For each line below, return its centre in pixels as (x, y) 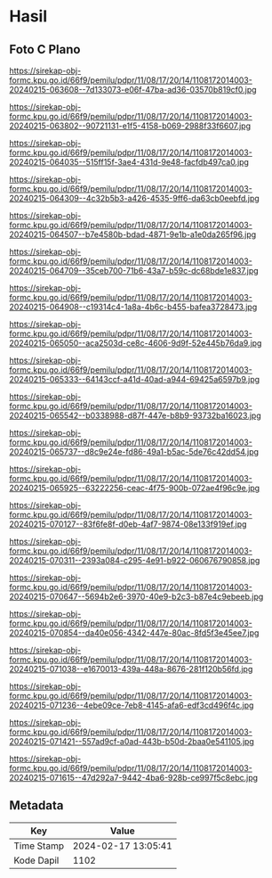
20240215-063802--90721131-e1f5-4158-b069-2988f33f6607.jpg (130, 126)
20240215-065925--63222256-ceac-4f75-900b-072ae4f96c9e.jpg (135, 488)
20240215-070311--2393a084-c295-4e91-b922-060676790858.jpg (135, 560)
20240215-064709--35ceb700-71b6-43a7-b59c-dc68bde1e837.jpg (134, 271)
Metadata (36, 805)
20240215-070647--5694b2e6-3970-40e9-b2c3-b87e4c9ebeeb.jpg (136, 596)
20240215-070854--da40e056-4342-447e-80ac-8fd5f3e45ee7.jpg (134, 633)
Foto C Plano (45, 49)
